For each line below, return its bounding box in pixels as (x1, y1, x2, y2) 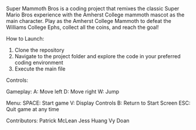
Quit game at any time (6, 106, 60, 112)
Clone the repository (14, 46, 65, 54)
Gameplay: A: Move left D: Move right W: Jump (6, 88, 119, 95)
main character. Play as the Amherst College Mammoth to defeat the (6, 18, 171, 24)
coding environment (14, 59, 63, 66)
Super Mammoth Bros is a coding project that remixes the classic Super (6, 5, 180, 12)
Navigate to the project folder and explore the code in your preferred (14, 53, 181, 59)
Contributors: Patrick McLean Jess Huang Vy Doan (6, 117, 130, 124)
